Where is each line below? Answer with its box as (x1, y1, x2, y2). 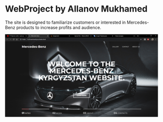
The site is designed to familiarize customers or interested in (5, 19, 126, 25)
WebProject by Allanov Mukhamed (5, 3, 148, 15)
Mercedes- (127, 19, 149, 25)
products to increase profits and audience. (16, 24, 101, 30)
